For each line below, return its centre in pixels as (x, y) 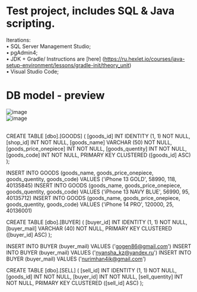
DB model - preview (55, 96)
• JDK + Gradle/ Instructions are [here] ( (55, 59)
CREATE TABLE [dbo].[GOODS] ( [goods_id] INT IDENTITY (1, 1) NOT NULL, (99, 136)
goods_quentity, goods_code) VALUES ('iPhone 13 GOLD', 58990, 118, (91, 179)
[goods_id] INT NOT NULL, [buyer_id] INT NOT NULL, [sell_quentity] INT (95, 277)
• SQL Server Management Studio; (48, 46)
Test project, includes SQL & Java (90, 11)
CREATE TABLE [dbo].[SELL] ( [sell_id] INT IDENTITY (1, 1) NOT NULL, (91, 270)
